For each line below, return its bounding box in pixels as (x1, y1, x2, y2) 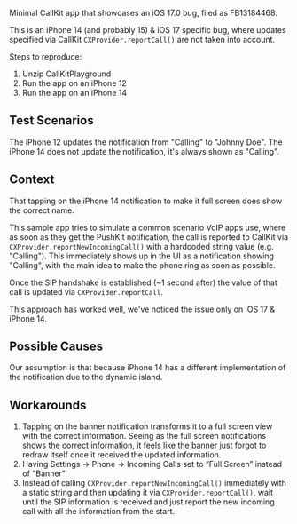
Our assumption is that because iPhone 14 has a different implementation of (9, 362, 286, 373)
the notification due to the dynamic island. (9, 372, 163, 383)
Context (9, 172, 55, 187)
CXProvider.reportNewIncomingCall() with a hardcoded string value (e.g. (9, 241, 274, 251)
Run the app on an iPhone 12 (21, 78, 127, 88)
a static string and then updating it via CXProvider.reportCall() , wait (21, 488, 273, 498)
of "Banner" (21, 468, 66, 479)
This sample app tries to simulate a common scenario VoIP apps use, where (9, 222, 286, 233)
